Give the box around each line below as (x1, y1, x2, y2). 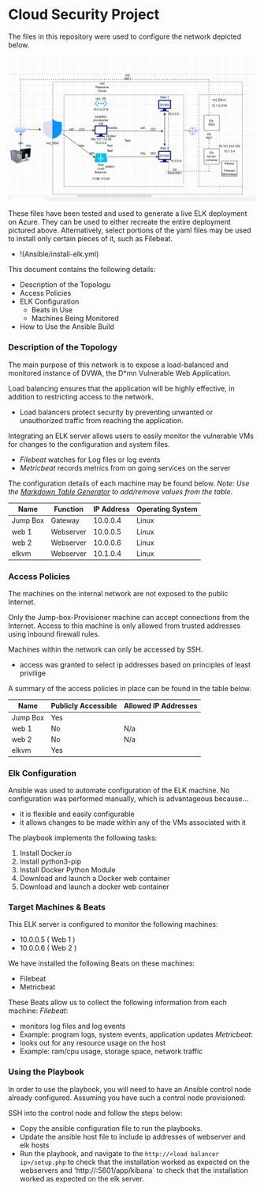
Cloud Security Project (8, 6, 160, 24)
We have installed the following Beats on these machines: (8, 958, 195, 968)
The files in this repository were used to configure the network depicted (8, 32, 242, 41)
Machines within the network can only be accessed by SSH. (8, 645, 203, 654)
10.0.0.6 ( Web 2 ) (19, 943, 77, 953)
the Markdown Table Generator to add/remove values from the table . (8, 486, 233, 496)
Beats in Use (31, 305, 73, 315)
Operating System (136, 505, 198, 514)
